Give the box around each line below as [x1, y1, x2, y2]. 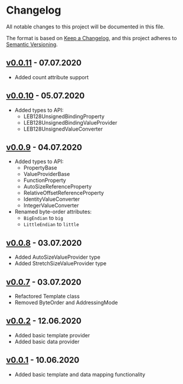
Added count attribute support [14, 73, 89, 80]
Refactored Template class [14, 293, 80, 300]
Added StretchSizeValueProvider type [14, 260, 107, 267]
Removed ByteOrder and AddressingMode [14, 299, 118, 306]
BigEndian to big [23, 214, 64, 222]
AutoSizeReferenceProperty [23, 183, 92, 190]
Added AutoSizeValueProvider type [14, 253, 100, 261]
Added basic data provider [14, 338, 80, 345]
